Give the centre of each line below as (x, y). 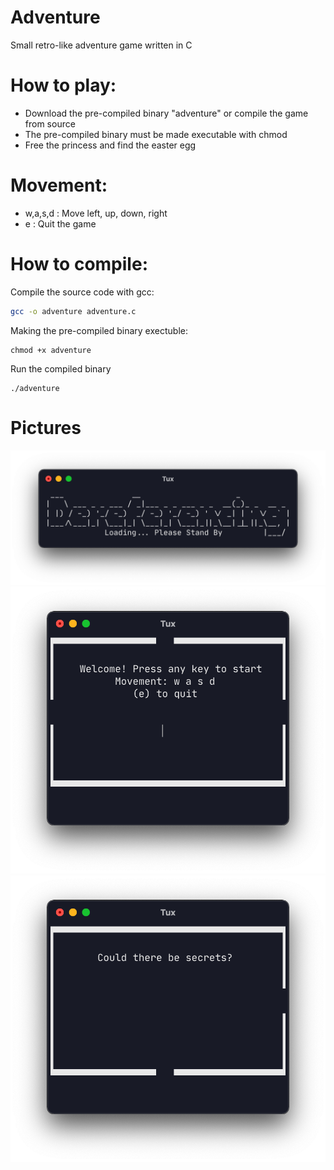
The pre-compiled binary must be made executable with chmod (156, 134)
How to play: (63, 85)
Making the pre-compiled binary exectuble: (99, 330)
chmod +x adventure (51, 350)
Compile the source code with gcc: (82, 292)
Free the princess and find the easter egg (110, 145)
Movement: (59, 185)
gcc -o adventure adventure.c (73, 311)
